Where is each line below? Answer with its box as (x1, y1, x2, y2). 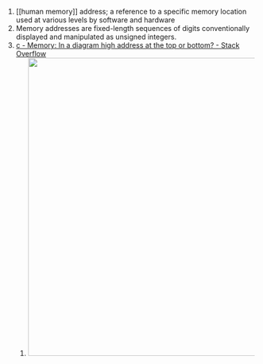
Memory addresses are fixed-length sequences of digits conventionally (15, 24, 250, 33)
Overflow (15, 49, 46, 58)
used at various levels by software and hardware (15, 15, 176, 25)
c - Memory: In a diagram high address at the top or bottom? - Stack (15, 41, 240, 50)
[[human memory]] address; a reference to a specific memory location (15, 7, 247, 16)
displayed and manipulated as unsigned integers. (15, 32, 177, 41)
